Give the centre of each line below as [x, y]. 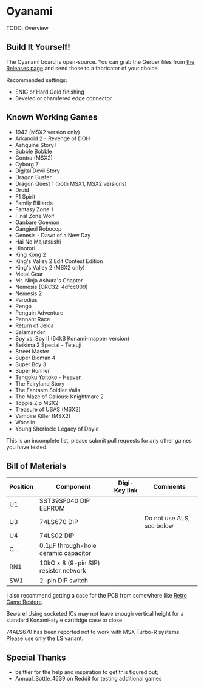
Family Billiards [34, 203]
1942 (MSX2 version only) [47, 132]
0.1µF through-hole [68, 546]
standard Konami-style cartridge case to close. [65, 620]
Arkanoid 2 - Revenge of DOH [53, 138]
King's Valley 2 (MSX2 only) [50, 267]
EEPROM [52, 508]
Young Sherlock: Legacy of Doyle [57, 429]
